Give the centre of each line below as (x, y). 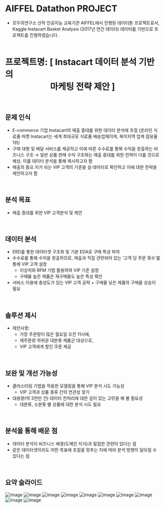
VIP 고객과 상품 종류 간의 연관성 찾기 (54, 392)
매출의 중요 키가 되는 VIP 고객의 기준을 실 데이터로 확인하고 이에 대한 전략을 (84, 167)
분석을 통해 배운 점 (31, 431)
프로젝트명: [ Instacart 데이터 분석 (71, 62)
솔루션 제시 (21, 315)
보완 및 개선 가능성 (31, 373)
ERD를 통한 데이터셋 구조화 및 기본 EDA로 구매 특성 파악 (66, 252)
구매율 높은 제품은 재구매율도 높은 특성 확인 (61, 277)
